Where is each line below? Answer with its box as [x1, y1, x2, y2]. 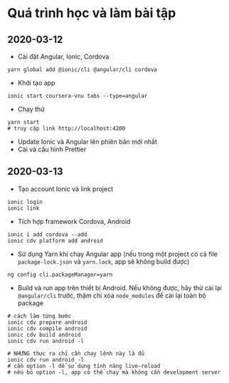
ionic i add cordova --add [7, 230, 87, 238]
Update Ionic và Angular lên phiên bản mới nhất [17, 138, 158, 145]
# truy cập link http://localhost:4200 [7, 125, 126, 132]
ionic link [7, 205, 40, 212]
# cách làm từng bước [7, 312, 72, 320]
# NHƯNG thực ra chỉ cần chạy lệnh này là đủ [7, 349, 144, 357]
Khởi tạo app [17, 78, 55, 87]
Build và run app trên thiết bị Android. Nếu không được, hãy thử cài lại [17, 283, 222, 292]
